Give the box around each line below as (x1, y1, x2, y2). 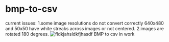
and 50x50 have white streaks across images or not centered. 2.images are (5, 25, 164, 31)
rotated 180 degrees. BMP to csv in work (5, 31, 135, 37)
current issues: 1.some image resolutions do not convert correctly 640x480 (5, 20, 164, 26)
